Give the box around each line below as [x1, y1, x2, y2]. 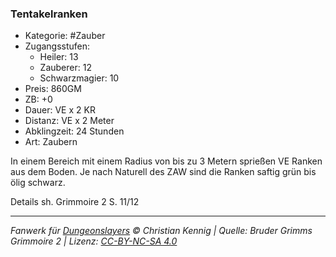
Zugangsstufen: [24, 40, 91, 52]
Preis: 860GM [24, 83, 82, 95]
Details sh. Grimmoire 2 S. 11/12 [10, 196, 140, 208]
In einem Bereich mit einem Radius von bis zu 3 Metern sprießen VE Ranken [10, 155, 323, 167]
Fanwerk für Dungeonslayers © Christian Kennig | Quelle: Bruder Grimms [10, 225, 313, 237]
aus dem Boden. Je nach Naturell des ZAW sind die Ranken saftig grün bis [10, 166, 317, 178]
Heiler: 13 [39, 51, 79, 63]
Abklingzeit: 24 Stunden [24, 125, 125, 137]
